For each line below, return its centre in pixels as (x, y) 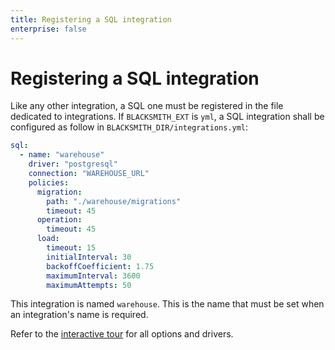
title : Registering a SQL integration (91, 19)
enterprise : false (48, 29)
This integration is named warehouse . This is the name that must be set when (167, 304)
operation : (59, 220)
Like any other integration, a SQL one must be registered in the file (147, 106)
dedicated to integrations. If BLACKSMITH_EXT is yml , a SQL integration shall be (167, 117)
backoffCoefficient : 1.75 (100, 266)
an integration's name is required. (79, 315)
